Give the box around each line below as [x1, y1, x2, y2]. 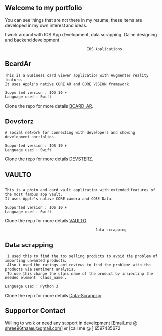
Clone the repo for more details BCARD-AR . [5, 103, 94, 109]
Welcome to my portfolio [5, 4, 82, 12]
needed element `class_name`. [5, 275, 67, 280]
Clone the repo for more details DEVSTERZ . [5, 156, 94, 162]
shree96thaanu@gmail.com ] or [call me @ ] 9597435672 [5, 325, 121, 331]
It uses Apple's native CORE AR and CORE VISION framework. [5, 81, 131, 87]
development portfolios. [5, 135, 56, 140]
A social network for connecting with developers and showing [5, 130, 135, 135]
